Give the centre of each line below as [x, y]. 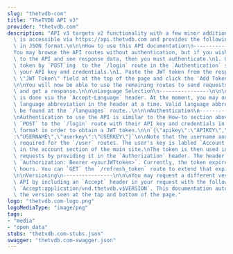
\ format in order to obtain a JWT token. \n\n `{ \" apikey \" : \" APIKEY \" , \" [122, 130]
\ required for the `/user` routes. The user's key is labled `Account [119, 143]
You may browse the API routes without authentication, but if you [113, 53]
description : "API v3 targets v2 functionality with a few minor [103, 33]
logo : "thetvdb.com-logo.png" [51, 201]
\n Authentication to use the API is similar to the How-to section [113, 117]
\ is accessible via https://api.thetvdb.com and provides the [106, 40]
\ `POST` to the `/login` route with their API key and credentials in [119, 124]
